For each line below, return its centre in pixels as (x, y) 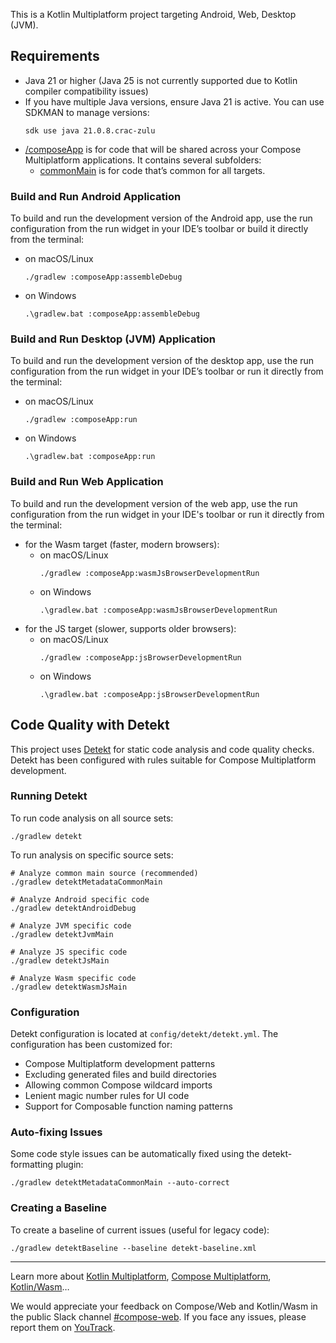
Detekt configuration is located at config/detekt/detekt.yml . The (144, 1034)
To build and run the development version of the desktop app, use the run (162, 361)
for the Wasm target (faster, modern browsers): (122, 544)
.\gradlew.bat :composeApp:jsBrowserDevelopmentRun (149, 694)
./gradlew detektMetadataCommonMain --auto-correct (120, 1183)
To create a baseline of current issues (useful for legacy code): (140, 1230)
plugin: (69, 1165)
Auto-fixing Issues (56, 1132)
